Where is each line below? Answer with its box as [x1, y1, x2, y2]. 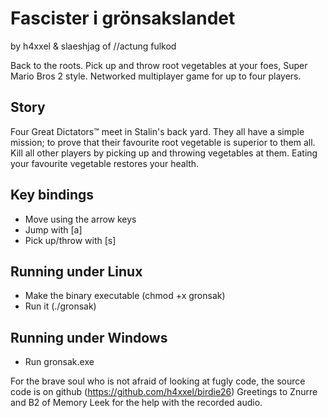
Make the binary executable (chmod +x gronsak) [24, 290, 226, 302]
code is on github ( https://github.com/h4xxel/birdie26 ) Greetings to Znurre [10, 386, 318, 398]
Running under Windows [10, 329, 168, 346]
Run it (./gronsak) [24, 300, 97, 312]
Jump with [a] [24, 223, 83, 236]
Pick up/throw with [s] [24, 234, 117, 246]
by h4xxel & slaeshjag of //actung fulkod [10, 40, 177, 52]
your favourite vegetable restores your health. [10, 157, 200, 169]
